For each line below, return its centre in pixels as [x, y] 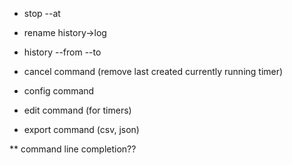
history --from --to [62, 52]
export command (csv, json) [81, 129]
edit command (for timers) [77, 110]
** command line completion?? [73, 149]
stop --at [42, 13]
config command [59, 91]
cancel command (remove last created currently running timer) [153, 71]
